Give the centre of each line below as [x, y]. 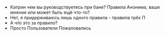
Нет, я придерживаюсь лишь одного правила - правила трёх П [78, 18]
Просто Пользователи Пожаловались [51, 28]
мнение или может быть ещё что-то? [50, 12]
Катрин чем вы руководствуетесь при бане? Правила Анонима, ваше [85, 7]
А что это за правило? [34, 23]
